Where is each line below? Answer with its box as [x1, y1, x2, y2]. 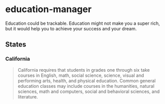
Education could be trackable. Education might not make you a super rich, [5, 20, 160, 26]
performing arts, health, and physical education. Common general [17, 77, 156, 84]
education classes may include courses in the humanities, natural [17, 83, 155, 89]
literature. [17, 93, 38, 99]
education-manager [5, 4, 92, 15]
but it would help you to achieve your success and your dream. [5, 25, 137, 31]
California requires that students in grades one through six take [17, 67, 150, 73]
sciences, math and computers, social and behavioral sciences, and [17, 88, 160, 94]
